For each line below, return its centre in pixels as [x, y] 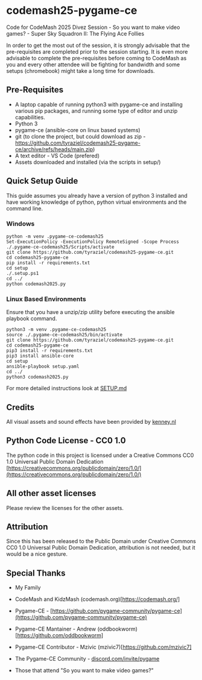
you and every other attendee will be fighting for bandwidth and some [93, 65]
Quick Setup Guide [42, 181]
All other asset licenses [51, 493]
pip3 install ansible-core [40, 356]
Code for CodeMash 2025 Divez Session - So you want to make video [93, 27]
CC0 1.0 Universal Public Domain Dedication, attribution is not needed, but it [101, 548]
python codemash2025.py [36, 284]
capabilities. [30, 117]
